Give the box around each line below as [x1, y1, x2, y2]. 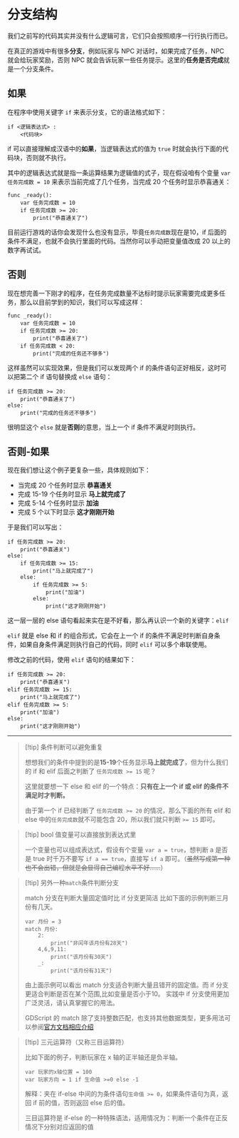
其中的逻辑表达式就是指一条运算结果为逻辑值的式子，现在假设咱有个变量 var [7, 168, 231, 177]
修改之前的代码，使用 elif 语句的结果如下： [7, 655, 137, 664]
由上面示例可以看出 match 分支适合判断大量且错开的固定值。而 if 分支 [24, 981, 229, 990]
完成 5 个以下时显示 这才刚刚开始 [17, 508, 115, 516]
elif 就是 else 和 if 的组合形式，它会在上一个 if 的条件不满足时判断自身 [7, 631, 215, 640]
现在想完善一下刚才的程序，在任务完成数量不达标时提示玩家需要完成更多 [7, 288, 219, 297]
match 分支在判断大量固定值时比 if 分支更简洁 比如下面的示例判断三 [24, 894, 223, 902]
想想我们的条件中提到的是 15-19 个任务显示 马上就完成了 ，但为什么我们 [24, 758, 229, 767]
